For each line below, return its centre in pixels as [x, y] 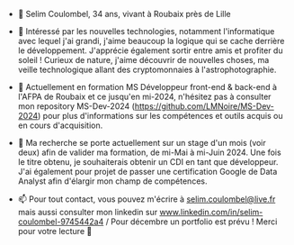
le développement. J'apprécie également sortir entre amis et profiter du [150, 50]
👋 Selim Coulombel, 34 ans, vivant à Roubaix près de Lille [124, 14]
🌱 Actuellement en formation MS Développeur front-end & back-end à [147, 87]
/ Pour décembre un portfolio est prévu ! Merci [192, 222]
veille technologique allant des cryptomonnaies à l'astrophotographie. [147, 69]
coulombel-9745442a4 [61, 222]
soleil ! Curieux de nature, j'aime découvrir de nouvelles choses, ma [143, 60]
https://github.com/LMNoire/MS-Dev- [204, 106]
